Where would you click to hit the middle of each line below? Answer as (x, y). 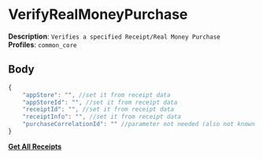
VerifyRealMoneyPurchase (98, 15)
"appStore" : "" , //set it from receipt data (96, 95)
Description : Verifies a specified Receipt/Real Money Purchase (114, 36)
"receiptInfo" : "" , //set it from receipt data (102, 117)
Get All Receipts (35, 146)
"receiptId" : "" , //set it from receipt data (98, 109)
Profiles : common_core (43, 44)
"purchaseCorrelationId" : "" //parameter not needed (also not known (139, 124)
